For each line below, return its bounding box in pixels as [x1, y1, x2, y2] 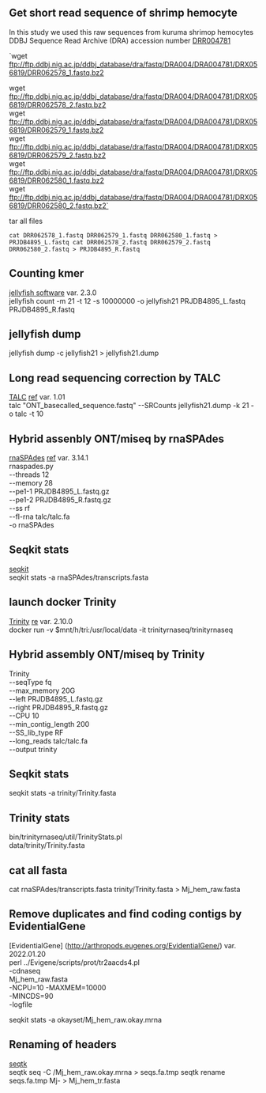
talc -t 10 [15, 409, 44, 418]
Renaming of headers [9, 1038, 117, 1051]
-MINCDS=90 [9, 991, 54, 1000]
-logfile [9, 1000, 32, 1009]
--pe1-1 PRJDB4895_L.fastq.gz [9, 486, 110, 497]
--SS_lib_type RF [9, 728, 64, 737]
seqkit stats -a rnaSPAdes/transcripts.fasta [9, 573, 149, 582]
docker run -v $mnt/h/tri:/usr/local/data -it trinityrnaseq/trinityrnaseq [9, 625, 234, 634]
